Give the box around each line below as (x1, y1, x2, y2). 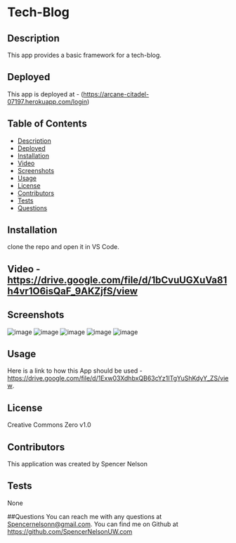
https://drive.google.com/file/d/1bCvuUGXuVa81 (7, 274, 228, 286)
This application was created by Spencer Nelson (7, 460, 147, 468)
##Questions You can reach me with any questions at (7, 512, 162, 520)
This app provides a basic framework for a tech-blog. (7, 51, 162, 59)
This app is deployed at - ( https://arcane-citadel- (7, 89, 150, 98)
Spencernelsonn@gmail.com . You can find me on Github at (7, 520, 178, 528)
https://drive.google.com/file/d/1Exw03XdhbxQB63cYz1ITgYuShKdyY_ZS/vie (7, 374, 229, 383)
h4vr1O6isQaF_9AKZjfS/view (7, 285, 138, 297)
